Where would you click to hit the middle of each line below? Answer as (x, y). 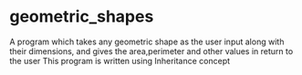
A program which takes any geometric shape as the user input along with (147, 42)
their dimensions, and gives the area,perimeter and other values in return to (151, 51)
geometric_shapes (82, 17)
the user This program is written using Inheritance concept (120, 61)
